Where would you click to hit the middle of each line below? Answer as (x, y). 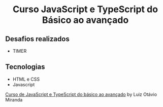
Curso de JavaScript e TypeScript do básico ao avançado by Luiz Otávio (81, 94)
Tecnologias (25, 67)
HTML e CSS (26, 79)
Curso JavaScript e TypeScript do (85, 9)
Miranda (14, 99)
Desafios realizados (37, 39)
